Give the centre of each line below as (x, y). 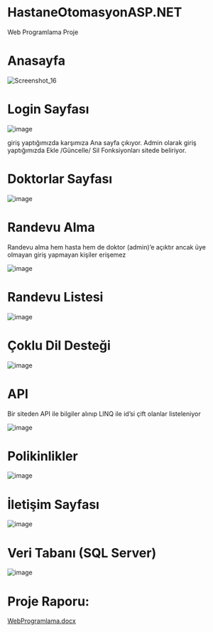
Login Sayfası (48, 109)
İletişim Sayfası (53, 504)
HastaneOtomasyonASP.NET (95, 12)
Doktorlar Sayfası (60, 179)
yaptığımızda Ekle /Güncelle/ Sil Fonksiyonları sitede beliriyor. (97, 150)
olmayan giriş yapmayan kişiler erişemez (67, 255)
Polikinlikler (43, 456)
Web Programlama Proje (43, 32)
